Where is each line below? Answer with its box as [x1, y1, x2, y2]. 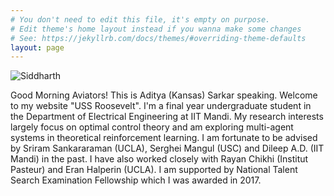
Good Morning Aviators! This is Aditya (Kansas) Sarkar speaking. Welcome [10, 89, 318, 101]
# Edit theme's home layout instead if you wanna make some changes [10, 24, 302, 34]
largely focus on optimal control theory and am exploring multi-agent [10, 121, 294, 133]
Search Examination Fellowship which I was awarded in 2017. [10, 174, 262, 186]
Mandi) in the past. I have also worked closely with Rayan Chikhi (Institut [10, 153, 309, 165]
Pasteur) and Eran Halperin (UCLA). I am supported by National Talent [10, 164, 298, 176]
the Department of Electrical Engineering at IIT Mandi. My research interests [10, 111, 324, 123]
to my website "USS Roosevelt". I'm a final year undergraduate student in [10, 100, 312, 112]
